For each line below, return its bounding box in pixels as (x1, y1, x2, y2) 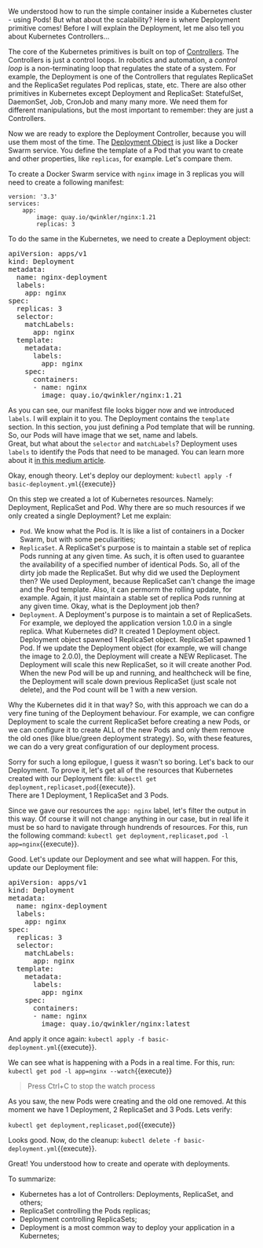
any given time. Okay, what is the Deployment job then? (19, 601, 200, 611)
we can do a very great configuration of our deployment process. (8, 742, 220, 751)
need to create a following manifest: (8, 178, 124, 187)
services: (8, 200, 41, 207)
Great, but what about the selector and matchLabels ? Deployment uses (8, 439, 238, 448)
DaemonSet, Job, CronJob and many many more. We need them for (8, 97, 228, 106)
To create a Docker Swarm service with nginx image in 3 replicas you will (8, 169, 245, 178)
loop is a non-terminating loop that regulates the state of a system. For (8, 64, 237, 73)
